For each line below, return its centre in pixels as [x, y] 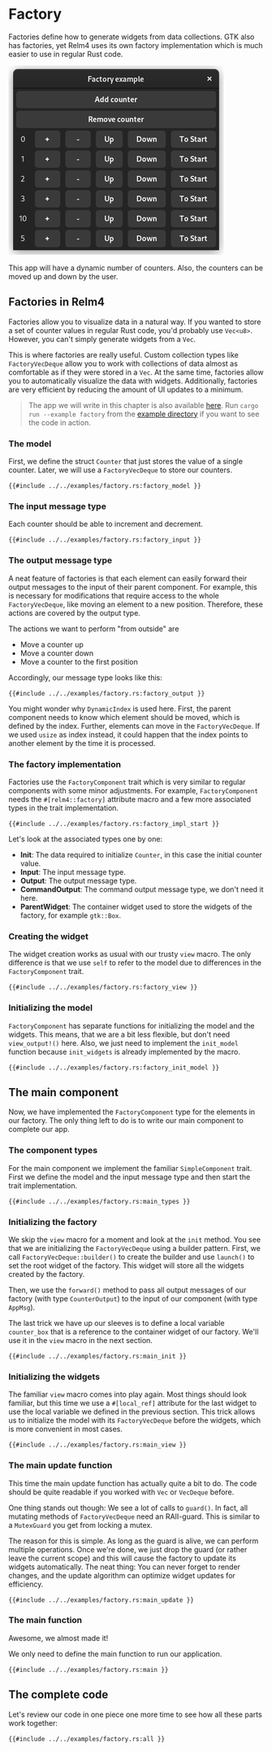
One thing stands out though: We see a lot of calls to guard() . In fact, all [128, 1507]
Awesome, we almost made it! [58, 1638]
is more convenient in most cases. [66, 1429]
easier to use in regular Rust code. [66, 54]
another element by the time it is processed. [82, 743]
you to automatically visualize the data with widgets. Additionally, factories [133, 380]
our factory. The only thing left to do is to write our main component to [126, 1121]
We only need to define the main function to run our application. [115, 1653]
